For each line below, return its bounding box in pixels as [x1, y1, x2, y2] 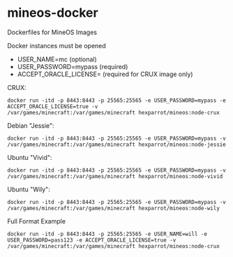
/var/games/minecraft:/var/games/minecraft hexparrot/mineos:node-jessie [7, 141, 227, 148]
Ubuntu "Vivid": [7, 153, 52, 161]
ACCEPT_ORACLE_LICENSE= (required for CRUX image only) [17, 70, 193, 78]
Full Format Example [7, 216, 66, 225]
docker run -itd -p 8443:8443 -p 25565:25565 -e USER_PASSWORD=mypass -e [7, 96, 227, 104]
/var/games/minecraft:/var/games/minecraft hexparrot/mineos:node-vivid [7, 172, 223, 179]
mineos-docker [7, 5, 99, 21]
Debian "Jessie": [7, 121, 54, 130]
